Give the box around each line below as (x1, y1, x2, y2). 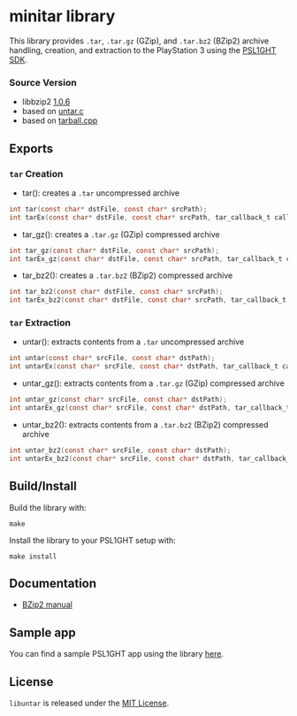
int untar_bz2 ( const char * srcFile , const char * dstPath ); (9, 445, 232, 455)
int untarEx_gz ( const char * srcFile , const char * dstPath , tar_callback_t (9, 404, 291, 412)
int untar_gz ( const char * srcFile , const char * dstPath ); (9, 396, 227, 404)
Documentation (9, 575, 97, 590)
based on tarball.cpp (21, 115, 98, 126)
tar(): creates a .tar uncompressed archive (21, 188, 180, 198)
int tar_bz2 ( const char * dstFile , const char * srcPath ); (9, 288, 224, 296)
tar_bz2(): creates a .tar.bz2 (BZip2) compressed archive (21, 270, 233, 281)
